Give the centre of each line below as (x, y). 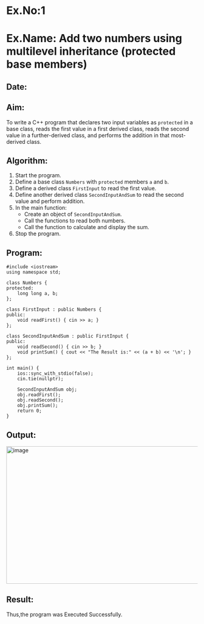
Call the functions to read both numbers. (75, 221)
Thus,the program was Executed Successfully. (64, 614)
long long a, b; (38, 294)
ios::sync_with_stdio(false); (56, 374)
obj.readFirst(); (39, 395)
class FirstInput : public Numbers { (54, 310)
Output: (21, 435)
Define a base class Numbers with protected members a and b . (92, 182)
